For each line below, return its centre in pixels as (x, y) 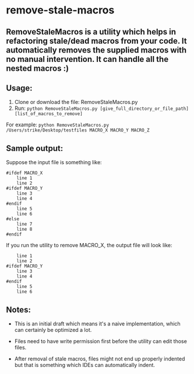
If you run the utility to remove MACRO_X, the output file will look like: (89, 245)
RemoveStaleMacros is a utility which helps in (91, 32)
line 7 (24, 224)
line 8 (24, 229)
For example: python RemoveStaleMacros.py (58, 125)
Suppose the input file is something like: (54, 162)
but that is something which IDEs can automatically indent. (85, 365)
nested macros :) (37, 68)
